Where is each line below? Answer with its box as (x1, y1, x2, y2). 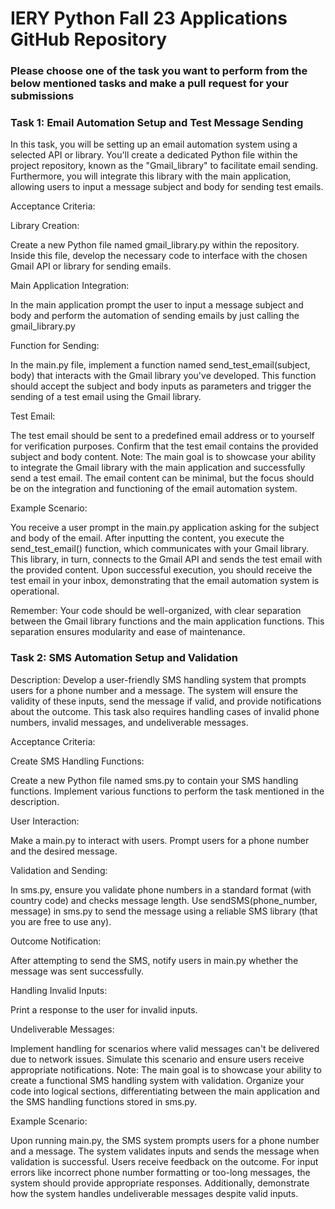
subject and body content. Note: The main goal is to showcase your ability (10, 451, 317, 463)
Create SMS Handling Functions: (10, 755, 145, 767)
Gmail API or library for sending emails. (10, 260, 172, 272)
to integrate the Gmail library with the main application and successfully (10, 462, 306, 474)
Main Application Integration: (10, 280, 130, 292)
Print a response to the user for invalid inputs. (10, 1003, 198, 1016)
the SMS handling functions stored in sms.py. (10, 1095, 197, 1107)
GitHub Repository (10, 28, 168, 51)
